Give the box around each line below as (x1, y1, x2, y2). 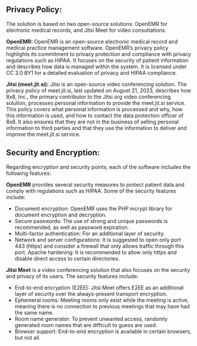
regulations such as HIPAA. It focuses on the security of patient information (6, 56, 189, 64)
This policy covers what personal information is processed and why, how (6, 105, 183, 112)
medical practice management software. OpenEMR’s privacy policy (6, 44, 169, 51)
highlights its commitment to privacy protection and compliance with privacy (6, 50, 191, 58)
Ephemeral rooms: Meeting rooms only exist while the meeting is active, (14, 297, 189, 304)
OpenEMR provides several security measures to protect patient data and (6, 181, 185, 188)
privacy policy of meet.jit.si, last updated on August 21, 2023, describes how (6, 86, 191, 94)
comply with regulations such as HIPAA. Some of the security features (6, 187, 176, 194)
